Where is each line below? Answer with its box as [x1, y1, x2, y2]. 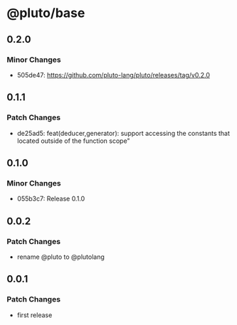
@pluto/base [6, 5, 85, 21]
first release [16, 311, 53, 319]
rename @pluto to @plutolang [16, 252, 105, 261]
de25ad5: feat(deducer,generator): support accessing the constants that [16, 129, 231, 137]
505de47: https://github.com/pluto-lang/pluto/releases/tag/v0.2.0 [16, 70, 211, 79]
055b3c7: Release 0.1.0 [16, 194, 85, 203]
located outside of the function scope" [16, 137, 130, 145]
